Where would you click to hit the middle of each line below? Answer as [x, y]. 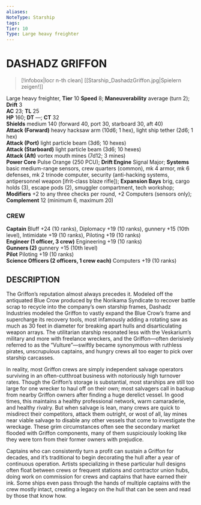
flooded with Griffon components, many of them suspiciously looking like [97, 433]
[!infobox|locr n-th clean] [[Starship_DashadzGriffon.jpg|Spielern [101, 80]
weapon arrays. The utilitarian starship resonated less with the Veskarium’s [99, 332]
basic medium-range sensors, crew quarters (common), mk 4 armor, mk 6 [98, 169]
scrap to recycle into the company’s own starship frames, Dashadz [88, 307]
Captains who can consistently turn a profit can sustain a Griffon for [90, 451]
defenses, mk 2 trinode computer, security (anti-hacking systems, [88, 175]
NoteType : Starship [31, 17]
